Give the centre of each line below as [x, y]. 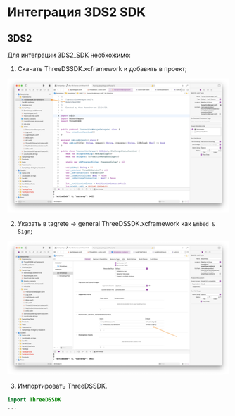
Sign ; [25, 231]
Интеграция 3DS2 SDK [77, 12]
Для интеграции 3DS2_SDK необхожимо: [69, 55]
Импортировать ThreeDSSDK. [62, 386]
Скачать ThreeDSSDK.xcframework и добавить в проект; [102, 69]
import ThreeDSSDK [34, 400]
